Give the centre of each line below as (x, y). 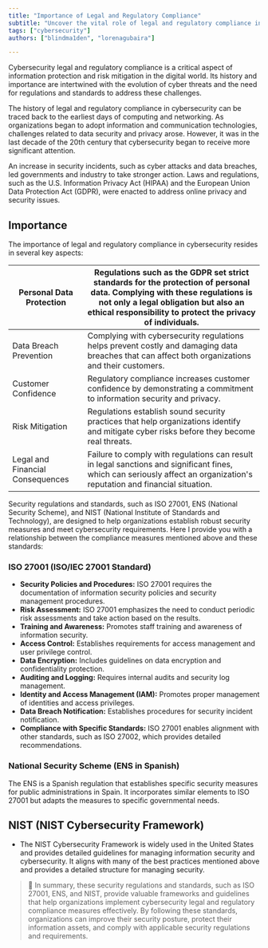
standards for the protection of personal (171, 282)
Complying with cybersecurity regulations (166, 336)
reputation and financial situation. (150, 485)
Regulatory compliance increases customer (169, 379)
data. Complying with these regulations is (171, 293)
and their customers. (126, 366)
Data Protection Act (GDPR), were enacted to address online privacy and (128, 191)
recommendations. (51, 745)
